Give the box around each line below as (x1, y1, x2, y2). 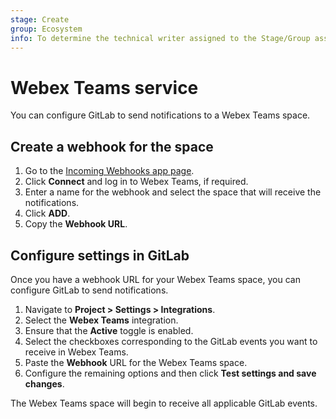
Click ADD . (24, 207, 71, 220)
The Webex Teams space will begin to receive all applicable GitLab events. (10, 397, 318, 409)
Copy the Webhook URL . (24, 218, 128, 230)
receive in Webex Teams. (24, 346, 129, 358)
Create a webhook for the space (10, 138, 214, 155)
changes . (24, 377, 65, 390)
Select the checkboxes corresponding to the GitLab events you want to (24, 335, 318, 347)
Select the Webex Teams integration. (24, 314, 179, 326)
